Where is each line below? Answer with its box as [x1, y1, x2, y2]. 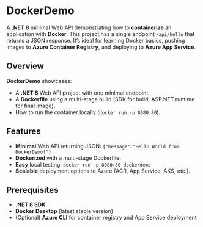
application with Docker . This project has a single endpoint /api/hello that [6, 30, 195, 37]
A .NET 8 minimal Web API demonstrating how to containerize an [6, 24, 172, 31]
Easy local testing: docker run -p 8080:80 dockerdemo [15, 160, 151, 168]
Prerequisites [6, 184, 59, 195]
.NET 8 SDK [15, 201, 46, 208]
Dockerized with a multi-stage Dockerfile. [15, 154, 121, 162]
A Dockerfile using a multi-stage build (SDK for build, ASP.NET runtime [15, 95, 195, 103]
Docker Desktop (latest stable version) [15, 207, 114, 215]
